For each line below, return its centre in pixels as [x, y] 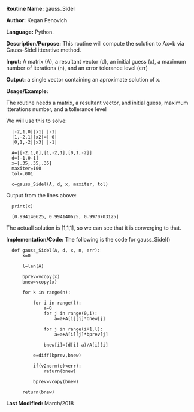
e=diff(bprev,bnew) [57, 356]
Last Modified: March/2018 [40, 403]
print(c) [22, 206]
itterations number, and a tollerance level [56, 109]
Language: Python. [30, 32]
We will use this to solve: [37, 121]
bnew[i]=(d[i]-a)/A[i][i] [76, 345]
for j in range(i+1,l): [73, 329]
